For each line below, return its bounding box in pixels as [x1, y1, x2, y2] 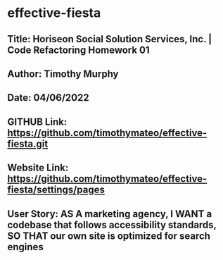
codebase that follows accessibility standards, [7, 218, 217, 230]
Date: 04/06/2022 [7, 92, 89, 104]
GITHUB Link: [7, 116, 68, 128]
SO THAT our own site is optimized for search [7, 230, 211, 242]
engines [7, 241, 44, 253]
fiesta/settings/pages [7, 184, 106, 196]
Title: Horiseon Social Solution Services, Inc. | [7, 33, 212, 45]
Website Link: [7, 162, 69, 174]
